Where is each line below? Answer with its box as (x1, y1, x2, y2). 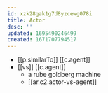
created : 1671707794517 (7, 36, 77, 43)
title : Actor (7, 17, 46, 24)
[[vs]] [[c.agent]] (17, 63, 67, 71)
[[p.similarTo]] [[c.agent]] (17, 55, 90, 64)
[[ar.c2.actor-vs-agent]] (27, 78, 97, 86)
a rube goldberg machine (27, 71, 102, 79)
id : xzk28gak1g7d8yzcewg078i (7, 10, 93, 17)
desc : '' (7, 23, 33, 30)
